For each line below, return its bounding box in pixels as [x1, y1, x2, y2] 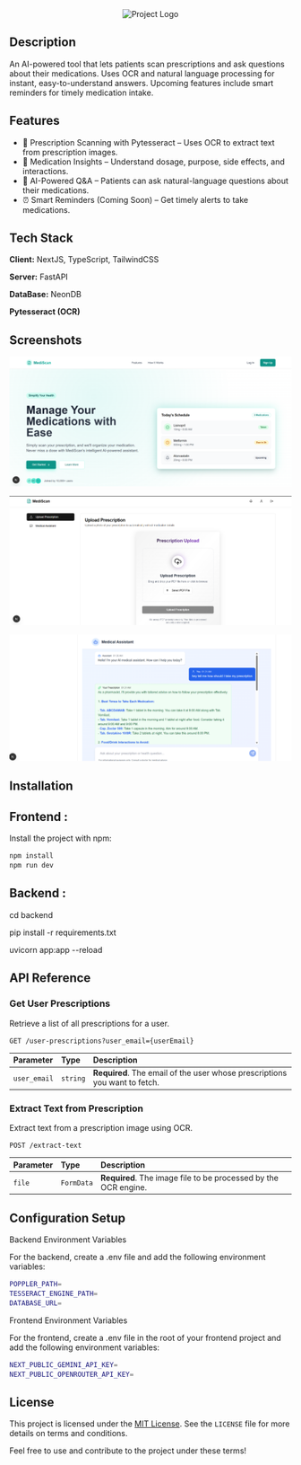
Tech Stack [9, 231, 73, 246]
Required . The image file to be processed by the [100, 1172, 279, 1183]
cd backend [9, 909, 54, 920]
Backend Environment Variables [9, 1234, 127, 1245]
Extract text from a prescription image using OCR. [9, 1123, 193, 1134]
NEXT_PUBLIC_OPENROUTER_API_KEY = [9, 1370, 134, 1379]
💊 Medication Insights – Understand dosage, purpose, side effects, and [21, 156, 285, 167]
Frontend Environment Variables [9, 1315, 128, 1326]
